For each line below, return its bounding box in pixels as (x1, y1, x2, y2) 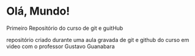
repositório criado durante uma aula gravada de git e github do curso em (6, 36, 189, 43)
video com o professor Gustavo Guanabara (6, 43, 115, 50)
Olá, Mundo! (6, 4, 70, 18)
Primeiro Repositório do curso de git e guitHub (6, 24, 123, 32)
